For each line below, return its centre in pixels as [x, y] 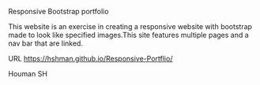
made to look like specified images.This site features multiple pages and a [128, 35]
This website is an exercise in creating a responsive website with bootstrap [130, 26]
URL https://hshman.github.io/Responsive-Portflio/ [90, 59]
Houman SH [28, 74]
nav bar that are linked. [45, 43]
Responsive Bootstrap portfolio [58, 11]
